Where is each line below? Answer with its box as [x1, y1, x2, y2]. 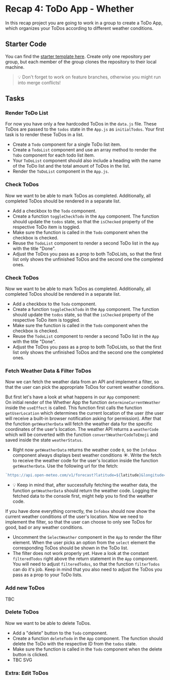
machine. [5, 64, 25, 70]
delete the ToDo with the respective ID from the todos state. [12, 641, 137, 647]
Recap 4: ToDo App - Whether [5, 3, 134, 15]
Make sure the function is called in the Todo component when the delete [12, 646, 162, 652]
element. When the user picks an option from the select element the [12, 540, 156, 546]
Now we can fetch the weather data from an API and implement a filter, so [5, 379, 159, 385]
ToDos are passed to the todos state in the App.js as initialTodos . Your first [5, 126, 164, 132]
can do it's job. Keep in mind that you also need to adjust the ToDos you [12, 567, 163, 573]
